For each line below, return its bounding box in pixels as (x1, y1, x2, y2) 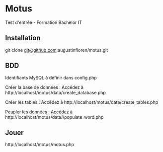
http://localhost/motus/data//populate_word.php (5, 114, 104, 120)
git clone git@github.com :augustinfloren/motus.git (5, 47, 108, 53)
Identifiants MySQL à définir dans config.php (5, 75, 97, 80)
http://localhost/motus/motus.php (5, 142, 75, 148)
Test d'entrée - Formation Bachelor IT (5, 19, 82, 25)
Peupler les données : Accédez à (5, 109, 73, 115)
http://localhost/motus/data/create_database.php (5, 89, 106, 95)
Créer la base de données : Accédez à (5, 84, 83, 90)
